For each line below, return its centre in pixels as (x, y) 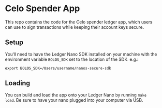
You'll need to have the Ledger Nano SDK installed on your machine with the (81, 54)
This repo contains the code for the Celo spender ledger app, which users (79, 22)
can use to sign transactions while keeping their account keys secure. (74, 27)
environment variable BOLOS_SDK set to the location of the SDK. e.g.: (72, 59)
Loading (18, 83)
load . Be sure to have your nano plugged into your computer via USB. (74, 100)
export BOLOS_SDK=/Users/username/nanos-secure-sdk (58, 68)
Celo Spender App (43, 9)
